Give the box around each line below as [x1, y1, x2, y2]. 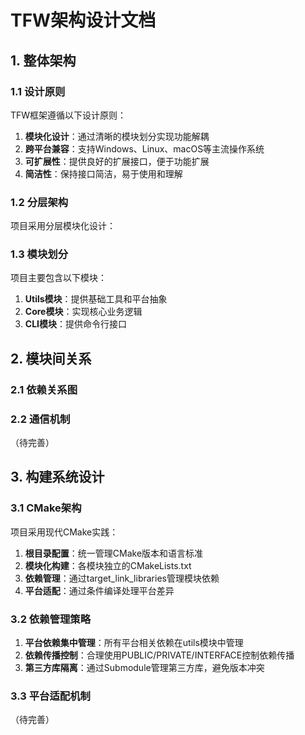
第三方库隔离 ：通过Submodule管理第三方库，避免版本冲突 [24, 662, 265, 674]
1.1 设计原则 [10, 84, 66, 98]
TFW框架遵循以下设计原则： [10, 109, 127, 121]
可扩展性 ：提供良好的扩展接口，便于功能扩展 [24, 155, 210, 167]
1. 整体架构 [10, 52, 77, 69]
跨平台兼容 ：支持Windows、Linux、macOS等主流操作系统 [24, 142, 265, 155]
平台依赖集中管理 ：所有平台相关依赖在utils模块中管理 [24, 637, 244, 649]
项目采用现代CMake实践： [10, 526, 119, 538]
